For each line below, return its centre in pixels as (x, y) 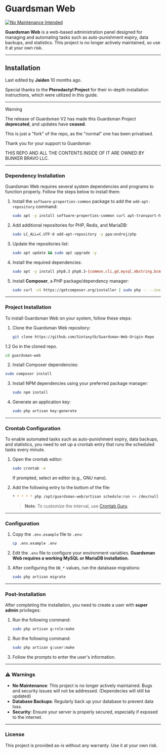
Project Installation (28, 307)
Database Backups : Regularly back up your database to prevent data (83, 701)
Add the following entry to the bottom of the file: (61, 488)
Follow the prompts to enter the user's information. (64, 657)
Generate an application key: (41, 402)
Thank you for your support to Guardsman (48, 143)
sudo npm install (30, 392)
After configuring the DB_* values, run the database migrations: (76, 568)
